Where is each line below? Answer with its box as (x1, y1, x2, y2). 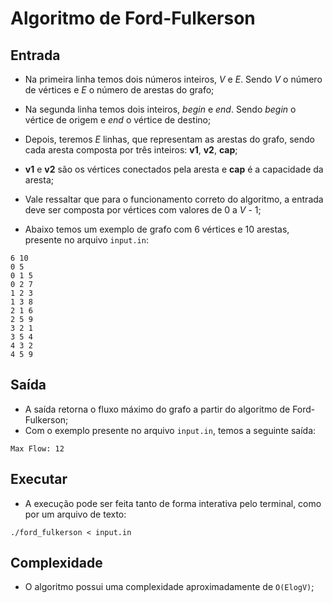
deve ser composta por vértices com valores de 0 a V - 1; (24, 204, 262, 216)
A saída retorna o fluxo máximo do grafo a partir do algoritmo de (24, 403, 291, 415)
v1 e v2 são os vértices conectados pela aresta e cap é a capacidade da (24, 163, 324, 175)
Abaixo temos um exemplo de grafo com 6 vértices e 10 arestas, (24, 223, 290, 235)
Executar (10, 471, 68, 488)
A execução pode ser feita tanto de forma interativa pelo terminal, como (24, 497, 322, 509)
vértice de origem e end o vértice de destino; (24, 114, 212, 126)
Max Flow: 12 (10, 443, 65, 454)
